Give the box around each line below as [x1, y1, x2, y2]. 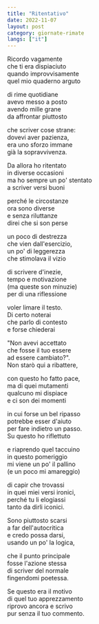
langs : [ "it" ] [7, 36, 48, 43]
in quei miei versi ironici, [7, 488, 76, 497]
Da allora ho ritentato [7, 161, 67, 170]
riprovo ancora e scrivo [7, 602, 74, 610]
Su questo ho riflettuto [7, 432, 71, 440]
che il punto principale [7, 552, 71, 560]
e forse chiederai [7, 326, 56, 334]
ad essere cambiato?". [7, 354, 71, 362]
